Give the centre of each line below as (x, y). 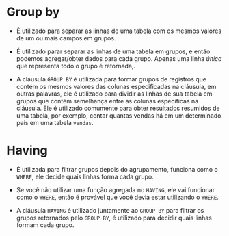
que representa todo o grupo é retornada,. (76, 66)
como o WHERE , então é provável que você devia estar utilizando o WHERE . (118, 197)
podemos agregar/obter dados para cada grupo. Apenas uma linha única (119, 58)
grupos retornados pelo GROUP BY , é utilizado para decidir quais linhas (114, 218)
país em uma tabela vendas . (55, 122)
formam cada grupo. (45, 225)
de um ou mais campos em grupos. (66, 38)
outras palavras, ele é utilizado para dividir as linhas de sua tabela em (114, 94)
